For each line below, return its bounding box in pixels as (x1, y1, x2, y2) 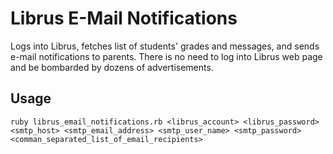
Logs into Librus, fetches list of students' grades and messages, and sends (10, 40, 320, 52)
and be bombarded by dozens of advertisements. (10, 61, 214, 73)
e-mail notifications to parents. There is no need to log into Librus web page (10, 50, 323, 62)
